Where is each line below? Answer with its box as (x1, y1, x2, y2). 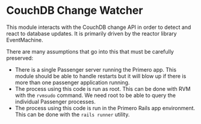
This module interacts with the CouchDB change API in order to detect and (6, 23, 191, 31)
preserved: (6, 54, 34, 61)
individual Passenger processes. (14, 98, 96, 105)
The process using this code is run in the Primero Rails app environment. (14, 104, 196, 111)
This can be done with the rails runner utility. (14, 111, 130, 118)
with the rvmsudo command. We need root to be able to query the (14, 91, 176, 99)
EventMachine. (6, 36, 43, 43)
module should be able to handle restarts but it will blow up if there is (14, 72, 187, 79)
